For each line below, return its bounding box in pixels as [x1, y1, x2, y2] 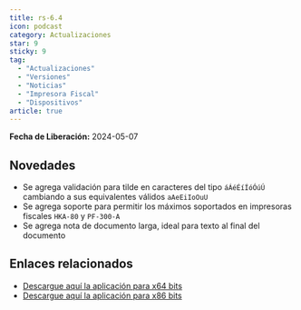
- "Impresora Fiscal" [17, 89, 100, 98]
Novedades [9, 157, 76, 173]
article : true [9, 106, 63, 115]
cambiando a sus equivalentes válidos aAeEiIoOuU [22, 192, 209, 203]
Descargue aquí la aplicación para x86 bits [22, 290, 183, 301]
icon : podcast [9, 22, 63, 31]
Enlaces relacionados [9, 256, 133, 272]
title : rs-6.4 [9, 13, 63, 23]
